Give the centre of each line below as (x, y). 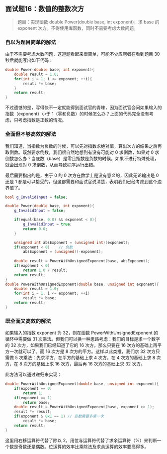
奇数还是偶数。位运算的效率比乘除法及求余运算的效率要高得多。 (83, 447)
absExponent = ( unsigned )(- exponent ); (63, 252)
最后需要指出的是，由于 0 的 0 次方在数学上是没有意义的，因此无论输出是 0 (82, 175)
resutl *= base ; (40, 84)
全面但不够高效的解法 (31, 134)
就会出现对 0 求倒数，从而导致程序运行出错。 (51, 165)
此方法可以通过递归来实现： (34, 374)
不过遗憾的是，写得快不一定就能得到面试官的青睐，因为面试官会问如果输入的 (83, 108)
